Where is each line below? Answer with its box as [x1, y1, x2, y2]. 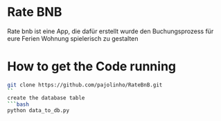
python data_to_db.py [7, 107, 70, 114]
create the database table [7, 94, 85, 101]
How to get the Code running [7, 59, 177, 75]
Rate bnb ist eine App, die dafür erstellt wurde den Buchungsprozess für [7, 27, 214, 35]
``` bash [7, 101, 30, 108]
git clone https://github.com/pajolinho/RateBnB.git [7, 81, 163, 89]
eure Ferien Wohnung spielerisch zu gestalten [7, 34, 139, 42]
